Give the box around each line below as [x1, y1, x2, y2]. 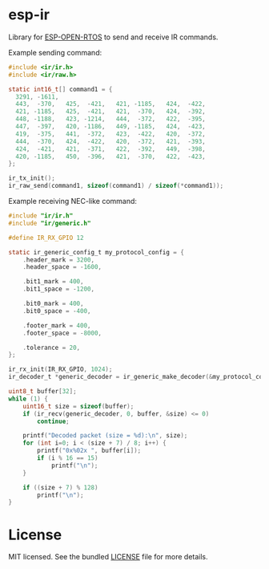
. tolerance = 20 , [22, 343, 81, 352]
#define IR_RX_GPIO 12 [8, 234, 84, 242]
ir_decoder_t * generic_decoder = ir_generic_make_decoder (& [8, 373, 214, 381]
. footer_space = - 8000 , [22, 329, 102, 337]
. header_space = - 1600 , [22, 263, 102, 271]
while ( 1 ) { [8, 395, 48, 403]
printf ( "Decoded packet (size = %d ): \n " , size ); [22, 432, 188, 440]
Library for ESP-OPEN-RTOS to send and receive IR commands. [8, 32, 219, 42]
